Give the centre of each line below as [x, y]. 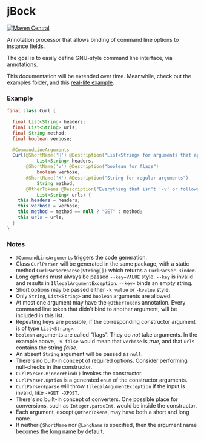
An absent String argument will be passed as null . [79, 354]
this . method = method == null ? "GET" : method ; [80, 212]
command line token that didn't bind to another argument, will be [96, 309]
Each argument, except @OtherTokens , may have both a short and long [102, 412]
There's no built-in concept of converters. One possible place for [97, 399]
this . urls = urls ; [41, 217]
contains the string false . [47, 348]
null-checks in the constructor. [54, 367]
